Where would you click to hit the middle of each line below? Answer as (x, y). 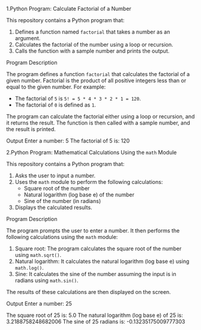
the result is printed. (31, 129)
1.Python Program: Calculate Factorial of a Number (69, 9)
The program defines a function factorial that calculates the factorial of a (98, 74)
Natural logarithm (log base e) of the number (79, 195)
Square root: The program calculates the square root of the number (98, 249)
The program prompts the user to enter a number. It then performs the (93, 231)
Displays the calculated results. (53, 207)
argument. (28, 38)
